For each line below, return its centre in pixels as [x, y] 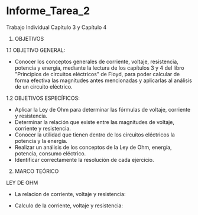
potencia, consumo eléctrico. [50, 153]
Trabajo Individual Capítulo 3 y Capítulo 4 [56, 27]
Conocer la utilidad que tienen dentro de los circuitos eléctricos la [95, 135]
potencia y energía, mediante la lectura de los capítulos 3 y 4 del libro [99, 68]
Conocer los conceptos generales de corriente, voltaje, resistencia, [96, 61]
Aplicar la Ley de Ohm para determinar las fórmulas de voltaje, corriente [103, 109]
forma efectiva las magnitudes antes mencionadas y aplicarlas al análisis [103, 80]
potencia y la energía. [41, 141]
